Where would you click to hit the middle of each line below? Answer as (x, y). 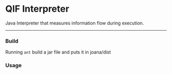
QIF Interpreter (37, 9)
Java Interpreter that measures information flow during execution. (75, 23)
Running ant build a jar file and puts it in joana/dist (58, 52)
